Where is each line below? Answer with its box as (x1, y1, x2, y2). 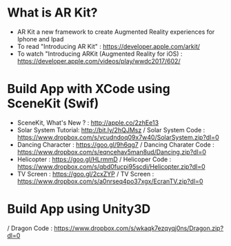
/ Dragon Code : (7, 224, 53, 232)
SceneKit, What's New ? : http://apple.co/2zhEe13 (17, 119, 159, 127)
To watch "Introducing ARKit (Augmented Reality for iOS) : (17, 50, 183, 58)
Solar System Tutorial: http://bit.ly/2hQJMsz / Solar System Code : (17, 125, 205, 134)
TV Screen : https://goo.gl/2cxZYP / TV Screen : (17, 170, 154, 178)
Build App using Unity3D (7, 201, 151, 217)
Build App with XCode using (7, 81, 170, 97)
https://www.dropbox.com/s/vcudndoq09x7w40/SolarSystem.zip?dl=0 (17, 133, 219, 141)
